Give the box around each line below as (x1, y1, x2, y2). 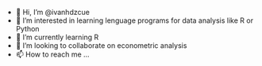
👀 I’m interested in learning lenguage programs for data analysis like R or (15, 16, 254, 25)
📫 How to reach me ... (15, 49, 90, 59)
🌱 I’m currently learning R (15, 32, 99, 42)
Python (15, 24, 40, 33)
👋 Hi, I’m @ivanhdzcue (15, 8, 90, 16)
